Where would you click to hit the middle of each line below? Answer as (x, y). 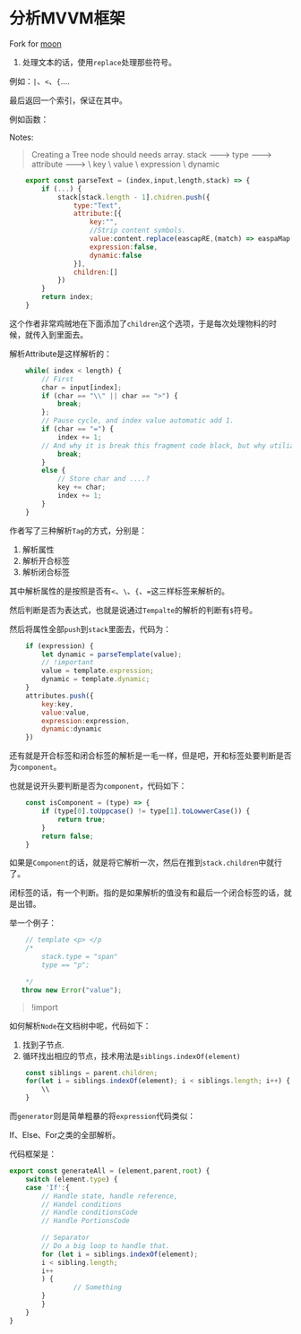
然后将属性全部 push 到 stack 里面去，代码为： (90, 629)
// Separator (66, 1238)
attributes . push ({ (60, 696)
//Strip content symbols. (138, 231)
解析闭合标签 (46, 572)
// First (58, 379)
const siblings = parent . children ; (92, 1073)
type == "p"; (66, 965)
